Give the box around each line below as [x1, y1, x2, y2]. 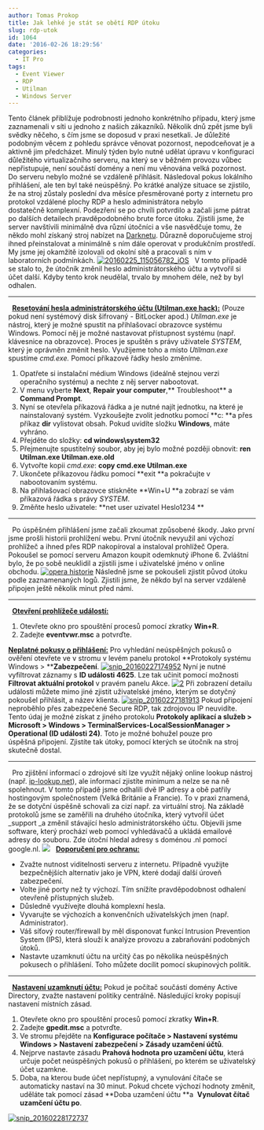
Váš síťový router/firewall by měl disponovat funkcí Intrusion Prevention [19, 926, 251, 936]
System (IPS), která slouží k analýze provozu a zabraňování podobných [19, 935, 250, 944]
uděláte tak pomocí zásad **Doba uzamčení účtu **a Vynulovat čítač [19, 1090, 250, 1099]
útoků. [19, 944, 41, 953]
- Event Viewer [15, 70, 65, 78]
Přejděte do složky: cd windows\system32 [19, 436, 160, 445]
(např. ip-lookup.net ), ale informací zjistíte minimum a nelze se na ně [8, 777, 230, 786]
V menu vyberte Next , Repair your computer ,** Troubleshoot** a [19, 386, 233, 395]
